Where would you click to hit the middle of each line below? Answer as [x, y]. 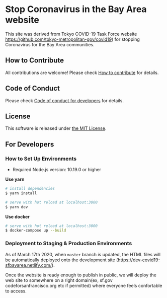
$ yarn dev [17, 207]
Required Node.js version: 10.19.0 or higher [57, 170]
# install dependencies [30, 189]
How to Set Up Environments [41, 159]
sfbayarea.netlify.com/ [28, 265]
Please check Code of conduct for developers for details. [65, 100]
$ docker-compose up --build [36, 231]
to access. [16, 291]
